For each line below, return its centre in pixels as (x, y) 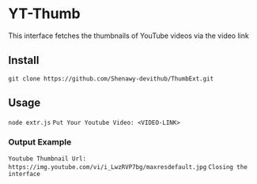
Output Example (40, 142)
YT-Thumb (44, 14)
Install (24, 60)
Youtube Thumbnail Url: (47, 159)
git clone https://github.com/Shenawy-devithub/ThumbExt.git (111, 79)
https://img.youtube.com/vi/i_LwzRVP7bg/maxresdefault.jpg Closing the (128, 167)
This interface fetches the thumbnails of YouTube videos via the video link (128, 36)
